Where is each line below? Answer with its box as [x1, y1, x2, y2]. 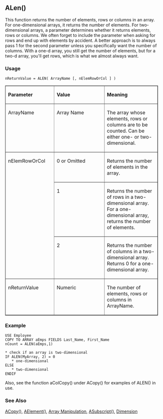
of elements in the [106, 164, 148, 171]
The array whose [106, 109, 146, 116]
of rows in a [106, 194, 133, 201]
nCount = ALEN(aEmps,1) [5, 342, 53, 347]
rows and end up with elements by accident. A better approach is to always [5, 37, 156, 43]
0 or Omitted [56, 157, 86, 164]
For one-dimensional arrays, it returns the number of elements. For [5, 22, 139, 28]
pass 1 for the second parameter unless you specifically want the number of [5, 42, 157, 48]
